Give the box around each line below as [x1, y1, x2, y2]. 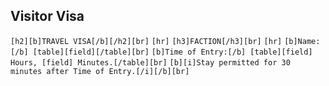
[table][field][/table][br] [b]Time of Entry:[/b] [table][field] [32, 47, 313, 57]
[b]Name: [284, 36, 321, 46]
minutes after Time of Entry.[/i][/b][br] [10, 66, 190, 76]
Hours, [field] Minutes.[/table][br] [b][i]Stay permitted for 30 [10, 57, 291, 68]
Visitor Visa [10, 8, 85, 25]
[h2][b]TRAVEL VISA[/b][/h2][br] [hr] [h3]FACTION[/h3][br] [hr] [10, 36, 283, 46]
